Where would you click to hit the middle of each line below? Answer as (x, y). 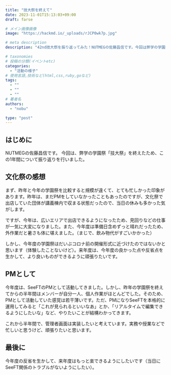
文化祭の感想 (25, 177)
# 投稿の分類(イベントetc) (31, 61)
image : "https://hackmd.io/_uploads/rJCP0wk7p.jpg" (61, 34)
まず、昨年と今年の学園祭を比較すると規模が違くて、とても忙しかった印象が (85, 190)
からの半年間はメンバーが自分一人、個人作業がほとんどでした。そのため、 (88, 293)
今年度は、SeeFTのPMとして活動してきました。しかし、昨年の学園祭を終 (82, 287)
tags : (11, 80)
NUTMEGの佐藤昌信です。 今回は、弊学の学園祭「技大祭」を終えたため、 (82, 153)
